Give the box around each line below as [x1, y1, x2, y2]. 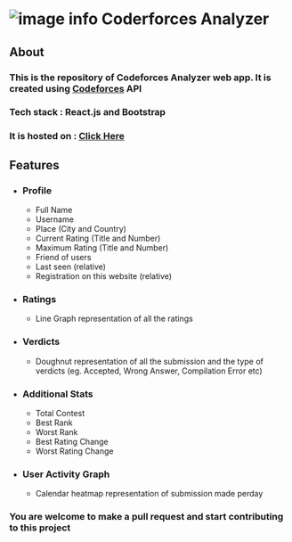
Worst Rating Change [35, 446, 114, 456]
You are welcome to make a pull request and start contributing [9, 511, 284, 523]
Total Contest [35, 407, 85, 418]
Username [35, 214, 74, 225]
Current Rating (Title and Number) [35, 233, 161, 244]
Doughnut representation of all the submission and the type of [35, 356, 264, 366]
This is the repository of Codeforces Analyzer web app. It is [9, 71, 272, 84]
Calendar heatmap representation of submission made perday [35, 489, 264, 499]
